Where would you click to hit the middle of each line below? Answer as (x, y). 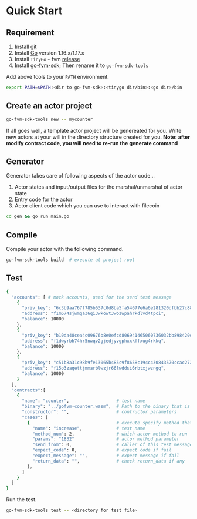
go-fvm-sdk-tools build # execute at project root (70, 260)
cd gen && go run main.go (38, 217)
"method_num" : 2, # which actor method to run (110, 434)
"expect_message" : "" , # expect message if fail (106, 456)
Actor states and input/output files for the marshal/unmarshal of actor (98, 187)
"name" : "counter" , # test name (83, 401)
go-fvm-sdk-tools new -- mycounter (50, 119)
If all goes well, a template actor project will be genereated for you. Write (94, 130)
